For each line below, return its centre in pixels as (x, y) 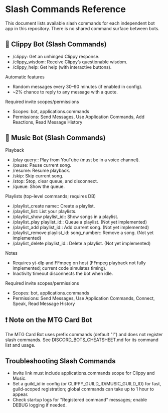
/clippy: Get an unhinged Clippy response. (56, 56)
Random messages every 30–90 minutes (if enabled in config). (77, 86)
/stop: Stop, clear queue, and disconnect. (55, 181)
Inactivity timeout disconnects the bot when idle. (63, 273)
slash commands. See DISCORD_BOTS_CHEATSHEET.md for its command (82, 340)
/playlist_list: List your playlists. (44, 211)
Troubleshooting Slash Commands (60, 361)
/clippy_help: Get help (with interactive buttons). (62, 67)
